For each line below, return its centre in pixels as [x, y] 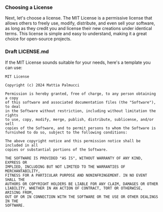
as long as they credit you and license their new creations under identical [79, 28]
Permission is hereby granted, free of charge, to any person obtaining [81, 94]
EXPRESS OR [16, 162]
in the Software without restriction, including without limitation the [81, 111]
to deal [13, 106]
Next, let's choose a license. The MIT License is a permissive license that [79, 18]
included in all [21, 145]
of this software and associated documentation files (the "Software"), [81, 102]
